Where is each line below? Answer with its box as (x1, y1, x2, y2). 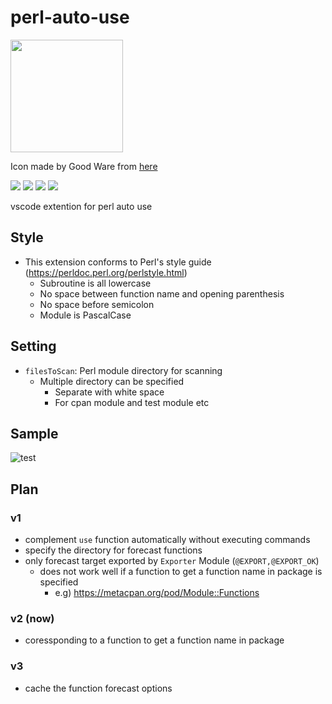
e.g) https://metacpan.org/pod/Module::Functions (54, 587, 260, 599)
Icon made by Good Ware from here (10, 160, 158, 172)
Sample (10, 425, 59, 442)
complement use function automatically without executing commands (24, 534, 311, 546)
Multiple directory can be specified (39, 375, 185, 387)
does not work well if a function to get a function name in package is (39, 566, 323, 578)
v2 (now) (10, 611, 55, 625)
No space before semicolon (39, 298, 155, 310)
